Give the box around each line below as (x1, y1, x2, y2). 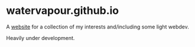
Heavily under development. (6, 34, 75, 41)
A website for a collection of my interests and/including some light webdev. (6, 23, 189, 30)
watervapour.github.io (6, 4, 119, 17)
